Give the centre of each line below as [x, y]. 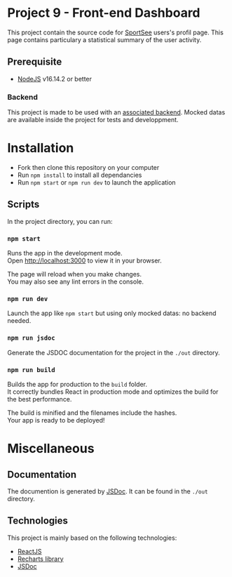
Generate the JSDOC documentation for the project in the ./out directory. [114, 352]
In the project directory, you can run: [60, 221]
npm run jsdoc [31, 338]
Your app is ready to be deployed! [56, 420]
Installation [41, 148]
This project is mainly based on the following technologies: [92, 538]
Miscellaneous [51, 449]
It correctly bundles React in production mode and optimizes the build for [113, 392]
